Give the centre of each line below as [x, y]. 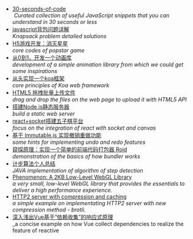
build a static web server [44, 114]
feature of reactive [36, 230]
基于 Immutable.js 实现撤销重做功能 [57, 135]
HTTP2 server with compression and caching [69, 197]
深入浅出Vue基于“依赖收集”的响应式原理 [62, 217]
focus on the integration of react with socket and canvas [84, 128]
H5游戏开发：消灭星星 [40, 43]
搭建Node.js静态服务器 [41, 107]
